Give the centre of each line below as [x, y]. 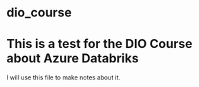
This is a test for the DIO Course [99, 44]
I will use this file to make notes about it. [64, 77]
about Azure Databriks [73, 59]
